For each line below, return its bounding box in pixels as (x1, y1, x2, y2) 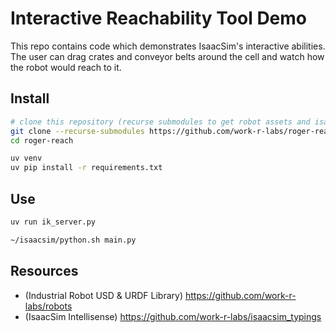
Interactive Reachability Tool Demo (10, 7, 308, 30)
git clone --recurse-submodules (10, 126, 145, 136)
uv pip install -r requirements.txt (10, 163, 163, 173)
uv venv (10, 153, 43, 164)
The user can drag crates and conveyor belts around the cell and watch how (10, 50, 325, 62)
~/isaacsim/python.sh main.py (10, 235, 137, 245)
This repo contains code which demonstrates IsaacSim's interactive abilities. (10, 40, 326, 52)
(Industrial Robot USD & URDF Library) (24, 289, 184, 301)
